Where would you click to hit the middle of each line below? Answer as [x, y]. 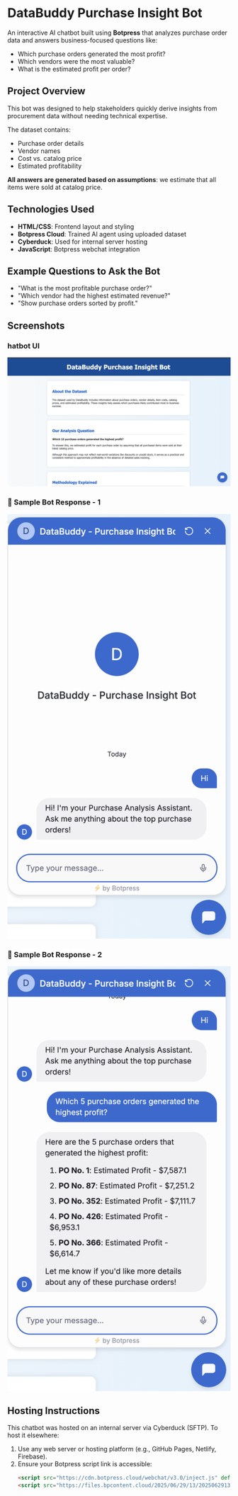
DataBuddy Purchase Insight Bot [105, 13]
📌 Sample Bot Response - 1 [54, 502]
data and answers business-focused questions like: [83, 40]
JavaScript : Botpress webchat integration [79, 249]
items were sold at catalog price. [55, 187]
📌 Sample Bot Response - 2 [55, 954]
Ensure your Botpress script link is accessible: [85, 1464]
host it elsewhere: [33, 1435]
